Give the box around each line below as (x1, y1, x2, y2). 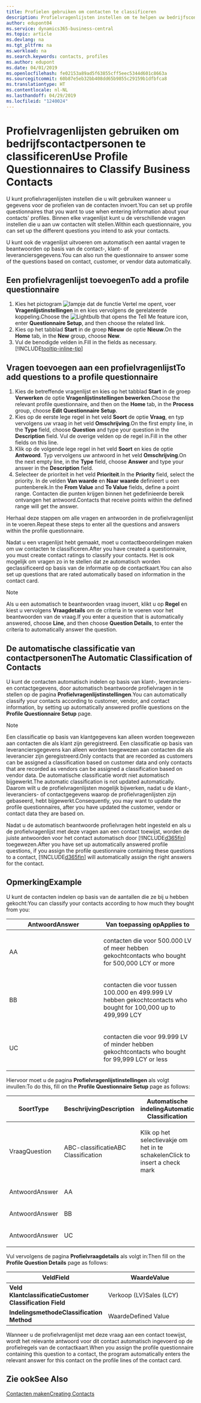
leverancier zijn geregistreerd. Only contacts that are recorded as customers (6, 752, 193, 759)
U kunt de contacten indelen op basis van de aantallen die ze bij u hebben (6, 893, 188, 900)
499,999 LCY (103, 1011, 142, 1019)
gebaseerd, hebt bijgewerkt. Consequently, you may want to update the (6, 797, 181, 804)
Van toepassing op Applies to (105, 920, 190, 928)
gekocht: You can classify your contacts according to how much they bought (6, 899, 194, 907)
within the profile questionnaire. (6, 527, 85, 535)
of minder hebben (103, 1040, 154, 1048)
